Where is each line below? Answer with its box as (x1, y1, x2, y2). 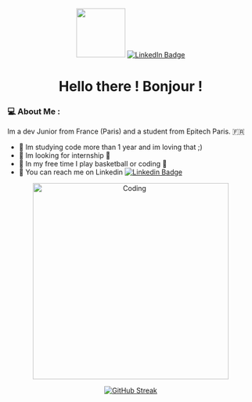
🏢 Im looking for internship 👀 (18, 151, 111, 160)
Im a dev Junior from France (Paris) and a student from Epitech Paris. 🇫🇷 (7, 126, 245, 137)
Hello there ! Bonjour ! (59, 78, 203, 96)
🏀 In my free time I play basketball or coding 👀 (18, 159, 167, 169)
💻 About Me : (7, 106, 60, 117)
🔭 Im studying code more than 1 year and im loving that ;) (18, 142, 203, 152)
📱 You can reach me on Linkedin (18, 167, 123, 177)
